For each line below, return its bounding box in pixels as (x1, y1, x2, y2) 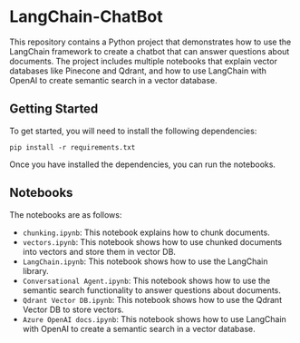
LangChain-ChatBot (9, 6, 163, 27)
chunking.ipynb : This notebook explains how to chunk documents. (22, 227, 270, 238)
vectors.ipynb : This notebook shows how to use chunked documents (22, 236, 283, 247)
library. (22, 265, 50, 276)
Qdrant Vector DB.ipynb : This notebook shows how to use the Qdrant (22, 294, 283, 305)
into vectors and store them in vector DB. (22, 246, 177, 257)
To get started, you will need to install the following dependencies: (9, 125, 257, 136)
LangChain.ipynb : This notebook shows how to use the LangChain (22, 256, 269, 267)
